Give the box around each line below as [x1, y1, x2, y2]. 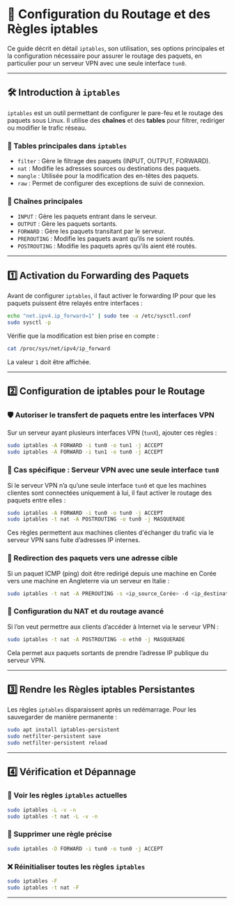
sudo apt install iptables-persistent [7, 726, 120, 733]
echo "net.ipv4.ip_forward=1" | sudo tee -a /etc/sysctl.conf [7, 313, 192, 320]
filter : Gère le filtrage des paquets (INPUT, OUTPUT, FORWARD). [17, 157, 211, 165]
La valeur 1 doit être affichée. [7, 357, 91, 366]
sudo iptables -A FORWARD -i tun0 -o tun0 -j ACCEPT [7, 509, 164, 516]
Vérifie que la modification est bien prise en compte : [7, 331, 159, 340]
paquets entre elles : [7, 495, 66, 504]
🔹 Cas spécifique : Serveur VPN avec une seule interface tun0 [7, 465, 219, 475]
